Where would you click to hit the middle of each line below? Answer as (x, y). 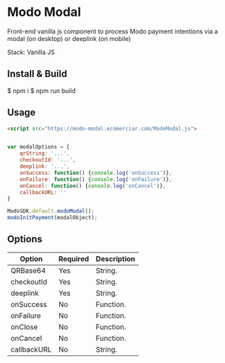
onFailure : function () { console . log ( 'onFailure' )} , (96, 179)
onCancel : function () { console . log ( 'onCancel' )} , (93, 186)
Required (74, 259)
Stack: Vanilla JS (31, 52)
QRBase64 (28, 270)
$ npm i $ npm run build (42, 90)
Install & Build (37, 74)
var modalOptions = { (39, 147)
